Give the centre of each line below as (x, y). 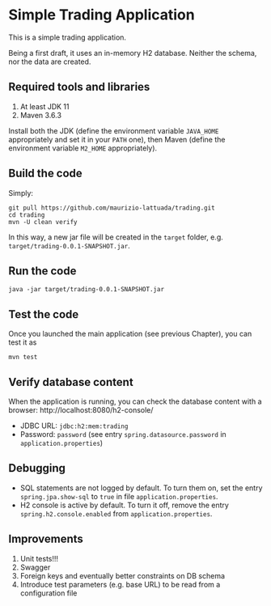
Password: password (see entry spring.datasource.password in (123, 434)
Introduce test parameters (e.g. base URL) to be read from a (120, 584)
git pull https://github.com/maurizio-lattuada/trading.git (112, 208)
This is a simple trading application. (68, 37)
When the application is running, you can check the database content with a (135, 401)
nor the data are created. (50, 61)
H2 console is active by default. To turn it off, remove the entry (124, 505)
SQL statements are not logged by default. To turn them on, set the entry (141, 488)
